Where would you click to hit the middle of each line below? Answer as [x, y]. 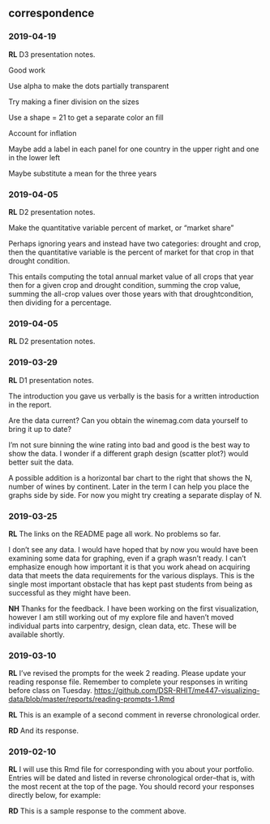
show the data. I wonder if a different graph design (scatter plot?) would [129, 453]
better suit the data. [41, 462]
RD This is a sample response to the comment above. [97, 811]
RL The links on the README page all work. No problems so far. [115, 534]
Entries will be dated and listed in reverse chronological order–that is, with [132, 778]
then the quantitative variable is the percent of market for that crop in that [131, 252]
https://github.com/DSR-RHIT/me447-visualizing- [177, 691]
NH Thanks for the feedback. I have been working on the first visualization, [134, 608]
